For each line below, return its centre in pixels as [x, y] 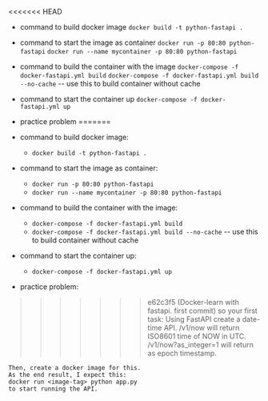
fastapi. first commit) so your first [202, 311]
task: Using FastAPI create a [194, 319]
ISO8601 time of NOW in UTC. [197, 336]
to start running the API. [53, 389]
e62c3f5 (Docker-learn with [194, 302]
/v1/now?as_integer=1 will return [200, 345]
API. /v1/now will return [202, 328]
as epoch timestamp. [182, 353]
